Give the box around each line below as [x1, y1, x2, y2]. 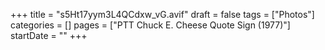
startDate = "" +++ [10, 30, 88, 41]
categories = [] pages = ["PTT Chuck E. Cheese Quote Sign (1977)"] [10, 19, 291, 31]
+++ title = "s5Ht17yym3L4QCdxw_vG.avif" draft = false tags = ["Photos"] [10, 9, 315, 20]
